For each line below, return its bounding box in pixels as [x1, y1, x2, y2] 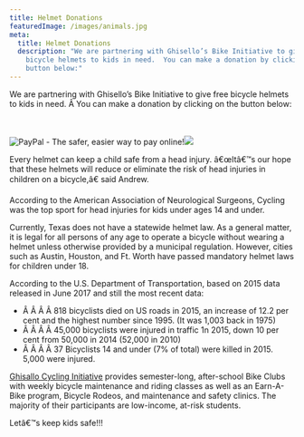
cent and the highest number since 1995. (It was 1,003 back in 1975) [22, 315, 276, 325]
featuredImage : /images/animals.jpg [9, 22, 147, 31]
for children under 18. [9, 260, 89, 271]
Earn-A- [254, 380, 285, 391]
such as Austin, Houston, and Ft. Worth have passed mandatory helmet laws [9, 250, 294, 261]
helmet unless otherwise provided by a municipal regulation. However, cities [9, 241, 293, 252]
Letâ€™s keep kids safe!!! [9, 417, 104, 428]
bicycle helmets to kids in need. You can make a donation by [25, 55, 270, 64]
